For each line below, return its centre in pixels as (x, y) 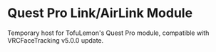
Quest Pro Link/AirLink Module (100, 13)
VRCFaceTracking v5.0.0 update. (56, 40)
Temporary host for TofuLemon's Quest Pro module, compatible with (108, 33)
